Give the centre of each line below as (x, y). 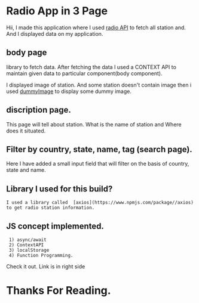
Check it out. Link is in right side (46, 266)
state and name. (26, 170)
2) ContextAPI (26, 245)
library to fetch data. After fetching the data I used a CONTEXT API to (91, 67)
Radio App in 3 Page (57, 11)
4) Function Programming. (41, 255)
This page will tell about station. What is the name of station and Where (94, 124)
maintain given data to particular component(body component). (84, 73)
